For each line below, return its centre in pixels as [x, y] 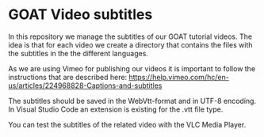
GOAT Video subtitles [80, 15]
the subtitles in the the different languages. [78, 53]
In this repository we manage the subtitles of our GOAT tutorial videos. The [130, 36]
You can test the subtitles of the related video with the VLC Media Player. [127, 124]
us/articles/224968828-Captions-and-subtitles [85, 86]
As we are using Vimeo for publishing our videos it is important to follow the [132, 68]
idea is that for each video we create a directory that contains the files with [130, 44]
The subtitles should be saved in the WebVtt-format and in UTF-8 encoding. [132, 101]
